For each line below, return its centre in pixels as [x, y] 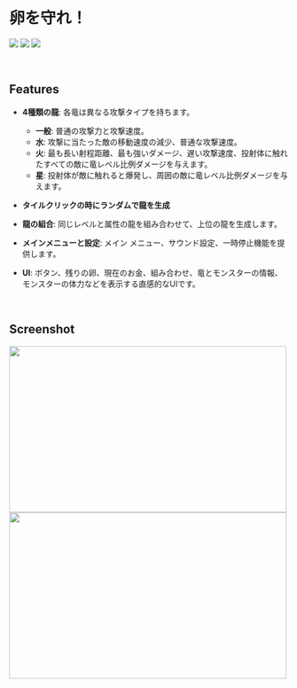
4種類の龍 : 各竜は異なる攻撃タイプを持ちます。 [108, 112]
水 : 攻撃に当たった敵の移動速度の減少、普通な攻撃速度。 [138, 142]
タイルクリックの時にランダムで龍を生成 [96, 205]
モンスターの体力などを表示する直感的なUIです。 [111, 284]
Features [34, 90]
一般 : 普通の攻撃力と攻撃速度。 [92, 130]
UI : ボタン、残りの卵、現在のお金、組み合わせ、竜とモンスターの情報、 [152, 272]
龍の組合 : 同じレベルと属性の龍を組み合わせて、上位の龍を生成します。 [152, 223]
